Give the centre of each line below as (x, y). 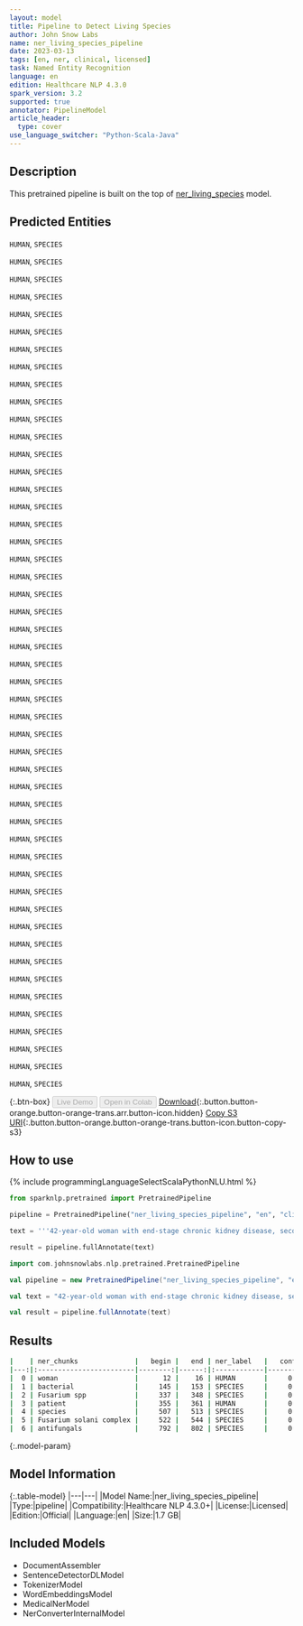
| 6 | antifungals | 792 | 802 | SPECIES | (139, 1429)
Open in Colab (128, 1102)
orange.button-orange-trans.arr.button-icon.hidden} (107, 1112)
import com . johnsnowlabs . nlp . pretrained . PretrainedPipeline (125, 1264)
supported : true (40, 102)
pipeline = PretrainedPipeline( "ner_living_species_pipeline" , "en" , (143, 1215)
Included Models (57, 1543)
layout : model (36, 18)
